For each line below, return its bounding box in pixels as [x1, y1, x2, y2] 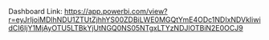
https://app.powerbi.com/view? [63, 7, 169, 16]
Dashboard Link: [8, 7, 63, 16]
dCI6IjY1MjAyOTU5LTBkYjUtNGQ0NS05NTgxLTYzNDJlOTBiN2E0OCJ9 [8, 24, 243, 32]
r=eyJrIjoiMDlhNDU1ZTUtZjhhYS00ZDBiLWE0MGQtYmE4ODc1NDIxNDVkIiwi [8, 15, 261, 24]
